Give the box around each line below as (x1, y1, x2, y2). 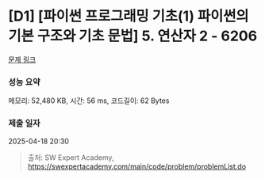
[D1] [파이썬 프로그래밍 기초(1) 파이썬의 (8, 7, 249, 25)
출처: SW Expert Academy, (27, 152, 114, 162)
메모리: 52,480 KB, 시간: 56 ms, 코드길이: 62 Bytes (8, 96, 170, 105)
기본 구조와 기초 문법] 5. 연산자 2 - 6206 (8, 27, 258, 45)
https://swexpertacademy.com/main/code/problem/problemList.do (27, 162, 247, 171)
